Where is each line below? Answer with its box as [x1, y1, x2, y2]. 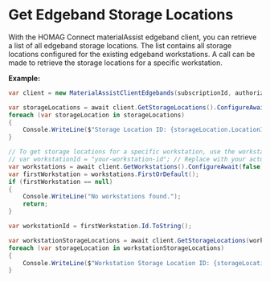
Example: [8, 73, 41, 83]
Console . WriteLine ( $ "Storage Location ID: [22, 126, 167, 134]
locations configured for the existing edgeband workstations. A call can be [8, 49, 256, 59]
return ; [22, 200, 48, 208]
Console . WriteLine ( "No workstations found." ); [22, 193, 182, 201]
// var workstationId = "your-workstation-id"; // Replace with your [8, 155, 247, 164]
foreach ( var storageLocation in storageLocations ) [8, 111, 185, 119]
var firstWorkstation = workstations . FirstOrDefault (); [8, 170, 199, 178]
